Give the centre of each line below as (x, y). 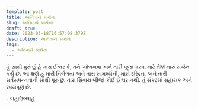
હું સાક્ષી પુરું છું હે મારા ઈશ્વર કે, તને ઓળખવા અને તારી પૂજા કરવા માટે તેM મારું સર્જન (98, 67)
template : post (25, 12)
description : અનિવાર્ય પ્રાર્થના (39, 39)
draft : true (21, 28)
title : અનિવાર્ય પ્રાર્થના (31, 17)
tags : (13, 45)
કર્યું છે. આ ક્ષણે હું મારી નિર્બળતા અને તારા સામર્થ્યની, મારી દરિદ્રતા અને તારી (87, 73)
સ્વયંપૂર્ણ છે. (19, 87)
